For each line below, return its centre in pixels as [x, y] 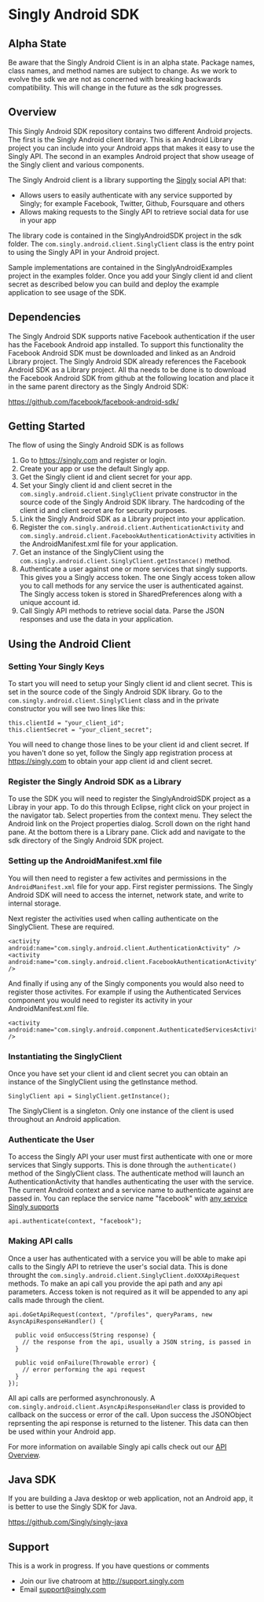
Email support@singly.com [62, 1589]
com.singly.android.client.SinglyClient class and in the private [114, 700]
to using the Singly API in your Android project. [84, 252]
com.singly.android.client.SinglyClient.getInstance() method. [125, 561]
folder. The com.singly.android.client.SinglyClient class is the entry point [131, 244]
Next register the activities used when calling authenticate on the [113, 918]
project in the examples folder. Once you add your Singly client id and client [130, 275]
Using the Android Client [70, 644]
